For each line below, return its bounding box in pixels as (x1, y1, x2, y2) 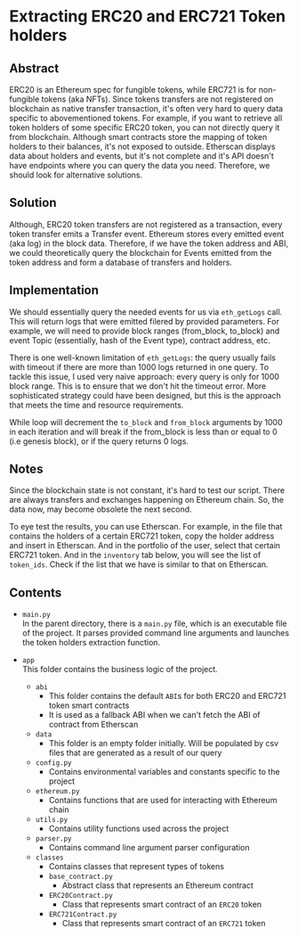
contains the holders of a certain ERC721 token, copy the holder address (9, 530, 275, 541)
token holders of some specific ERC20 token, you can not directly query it (9, 122, 280, 133)
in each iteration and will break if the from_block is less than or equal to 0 (9, 426, 278, 437)
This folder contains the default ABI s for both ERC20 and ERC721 (48, 691, 286, 702)
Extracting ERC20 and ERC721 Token (9, 6, 286, 27)
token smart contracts (48, 700, 130, 711)
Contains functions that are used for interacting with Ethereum (48, 795, 278, 806)
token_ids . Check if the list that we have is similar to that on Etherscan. (9, 559, 269, 570)
